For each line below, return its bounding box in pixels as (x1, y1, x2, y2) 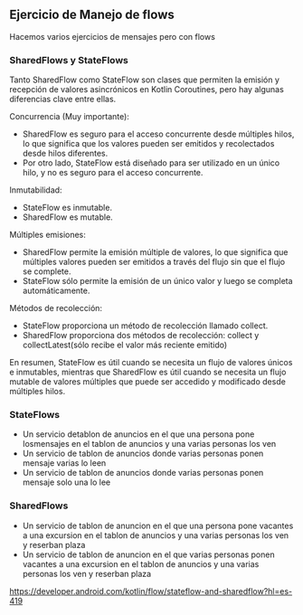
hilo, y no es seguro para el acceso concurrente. (22, 167, 204, 178)
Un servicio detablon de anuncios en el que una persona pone (22, 429, 255, 440)
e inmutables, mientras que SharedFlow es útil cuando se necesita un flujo (9, 366, 287, 378)
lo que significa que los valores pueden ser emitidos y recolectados (22, 138, 275, 149)
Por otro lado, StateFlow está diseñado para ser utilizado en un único (22, 157, 280, 168)
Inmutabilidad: (9, 184, 62, 195)
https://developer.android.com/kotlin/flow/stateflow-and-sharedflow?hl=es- (9, 585, 292, 596)
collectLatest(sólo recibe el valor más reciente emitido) (22, 339, 228, 351)
